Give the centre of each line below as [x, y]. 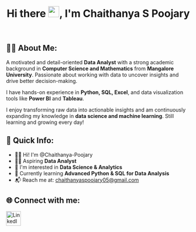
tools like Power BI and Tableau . [45, 98]
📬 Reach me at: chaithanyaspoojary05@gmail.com [77, 180]
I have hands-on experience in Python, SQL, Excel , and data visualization [94, 92]
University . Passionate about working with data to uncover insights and [92, 75]
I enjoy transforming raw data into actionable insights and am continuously [96, 110]
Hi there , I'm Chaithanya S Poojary [98, 14]
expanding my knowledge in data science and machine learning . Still [90, 116]
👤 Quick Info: [30, 141]
